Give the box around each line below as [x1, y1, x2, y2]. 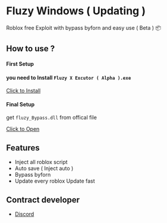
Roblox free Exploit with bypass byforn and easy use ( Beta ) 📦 [6, 24, 162, 31]
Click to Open [6, 125, 40, 133]
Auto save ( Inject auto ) [14, 165, 74, 172]
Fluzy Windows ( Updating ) [6, 4, 146, 18]
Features [6, 143, 40, 153]
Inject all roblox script [14, 159, 68, 166]
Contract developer [6, 194, 80, 205]
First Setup [6, 60, 34, 67]
